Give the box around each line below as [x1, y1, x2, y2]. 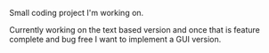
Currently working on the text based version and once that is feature [9, 25, 260, 34]
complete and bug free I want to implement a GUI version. [9, 34, 222, 44]
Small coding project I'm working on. [9, 8, 144, 18]
